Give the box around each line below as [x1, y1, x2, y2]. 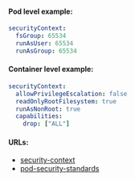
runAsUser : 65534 [15, 39, 74, 48]
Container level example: [8, 65, 94, 74]
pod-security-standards [19, 164, 100, 174]
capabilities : [15, 112, 63, 120]
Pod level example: [8, 6, 73, 16]
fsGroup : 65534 [15, 32, 67, 40]
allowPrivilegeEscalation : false [15, 90, 128, 98]
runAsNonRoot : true [15, 105, 81, 113]
